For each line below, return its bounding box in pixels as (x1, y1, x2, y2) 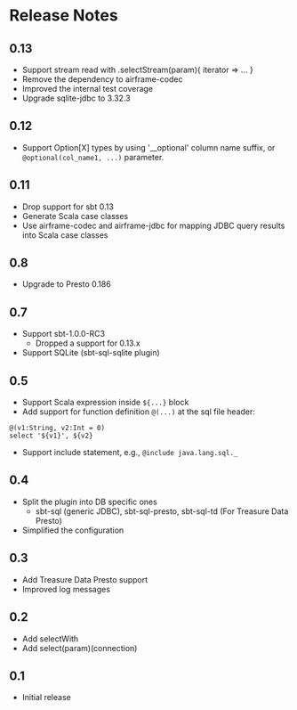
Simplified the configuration (21, 525, 124, 535)
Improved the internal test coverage (21, 84, 154, 94)
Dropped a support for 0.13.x (35, 338, 140, 348)
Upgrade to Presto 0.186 (21, 279, 111, 290)
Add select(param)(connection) (21, 642, 138, 653)
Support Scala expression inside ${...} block (21, 397, 189, 408)
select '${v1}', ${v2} (9, 431, 93, 441)
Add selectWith (21, 633, 79, 644)
